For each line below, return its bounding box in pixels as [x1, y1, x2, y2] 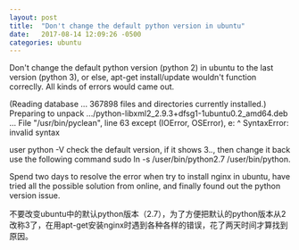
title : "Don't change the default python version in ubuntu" [9, 21, 245, 30]
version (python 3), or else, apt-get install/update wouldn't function [9, 72, 257, 83]
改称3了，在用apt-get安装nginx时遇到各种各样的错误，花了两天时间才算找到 [9, 220, 288, 230]
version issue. [9, 190, 61, 201]
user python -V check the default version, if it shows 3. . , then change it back [9, 145, 291, 155]
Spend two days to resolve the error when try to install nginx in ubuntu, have [9, 171, 291, 182]
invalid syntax [9, 127, 61, 138]
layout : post [9, 12, 58, 22]
